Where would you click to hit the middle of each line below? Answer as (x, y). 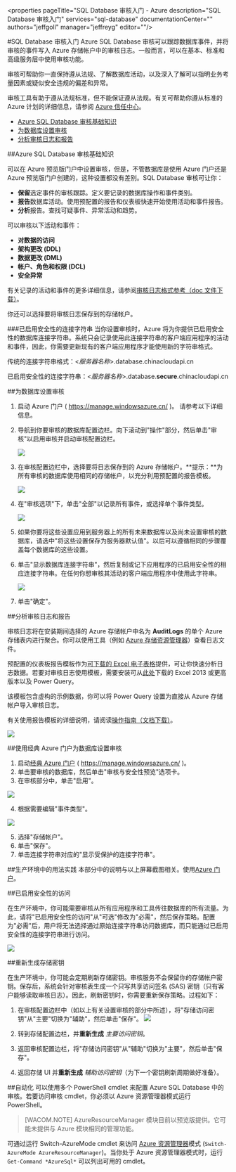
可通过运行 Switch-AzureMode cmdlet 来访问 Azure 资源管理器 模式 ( (106, 1144)
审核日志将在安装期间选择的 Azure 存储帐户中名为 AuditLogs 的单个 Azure (115, 631)
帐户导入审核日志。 (35, 705)
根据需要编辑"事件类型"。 (54, 809)
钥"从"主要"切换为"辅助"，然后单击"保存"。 (80, 1019)
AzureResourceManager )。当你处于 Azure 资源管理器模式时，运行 (131, 1152)
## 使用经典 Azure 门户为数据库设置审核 (65, 748)
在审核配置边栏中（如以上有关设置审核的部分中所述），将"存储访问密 (116, 1010)
